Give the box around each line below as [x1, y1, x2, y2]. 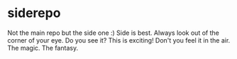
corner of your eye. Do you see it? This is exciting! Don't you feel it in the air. [7, 36, 231, 44]
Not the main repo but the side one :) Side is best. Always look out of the [7, 28, 220, 37]
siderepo [7, 5, 61, 21]
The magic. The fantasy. [7, 43, 79, 52]
